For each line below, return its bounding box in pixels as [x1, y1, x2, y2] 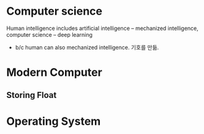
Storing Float [6, 90, 57, 100]
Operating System [6, 114, 101, 128]
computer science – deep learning [6, 31, 93, 38]
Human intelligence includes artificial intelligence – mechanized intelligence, [6, 24, 199, 32]
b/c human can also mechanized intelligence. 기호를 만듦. [15, 43, 159, 51]
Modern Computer [6, 65, 102, 80]
